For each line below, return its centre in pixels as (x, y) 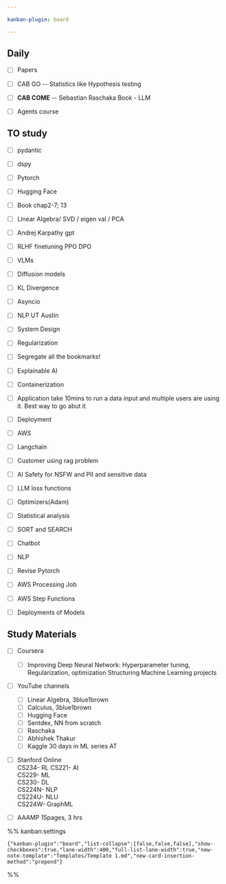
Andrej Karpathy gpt (46, 233)
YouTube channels (43, 686)
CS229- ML (33, 775)
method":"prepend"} (35, 862)
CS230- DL (33, 782)
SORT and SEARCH (44, 530)
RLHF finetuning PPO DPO (54, 246)
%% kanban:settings (37, 831)
